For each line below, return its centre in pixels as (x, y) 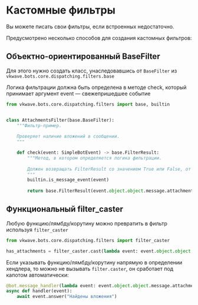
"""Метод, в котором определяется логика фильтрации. (95, 158)
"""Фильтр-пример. (39, 125)
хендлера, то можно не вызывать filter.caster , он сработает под (90, 268)
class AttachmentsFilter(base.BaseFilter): (60, 120)
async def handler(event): (39, 291)
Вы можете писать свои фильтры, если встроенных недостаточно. (90, 26)
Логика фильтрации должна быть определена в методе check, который (96, 87)
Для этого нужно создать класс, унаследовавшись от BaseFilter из (92, 71)
